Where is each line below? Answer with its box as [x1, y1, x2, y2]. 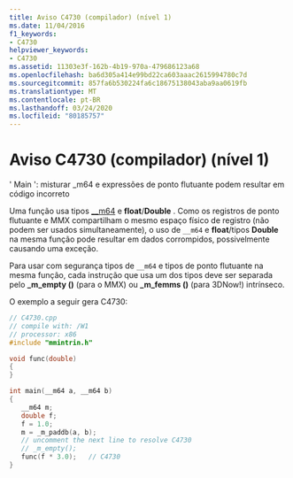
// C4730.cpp [9, 313, 58, 323]
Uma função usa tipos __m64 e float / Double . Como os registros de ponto [9, 205, 280, 217]
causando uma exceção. [9, 243, 99, 254]
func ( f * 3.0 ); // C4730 [20, 452, 121, 461]
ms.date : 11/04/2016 [9, 21, 86, 30]
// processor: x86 [9, 329, 77, 339]
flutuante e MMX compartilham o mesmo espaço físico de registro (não [9, 215, 270, 226]
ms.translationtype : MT [9, 87, 97, 96]
